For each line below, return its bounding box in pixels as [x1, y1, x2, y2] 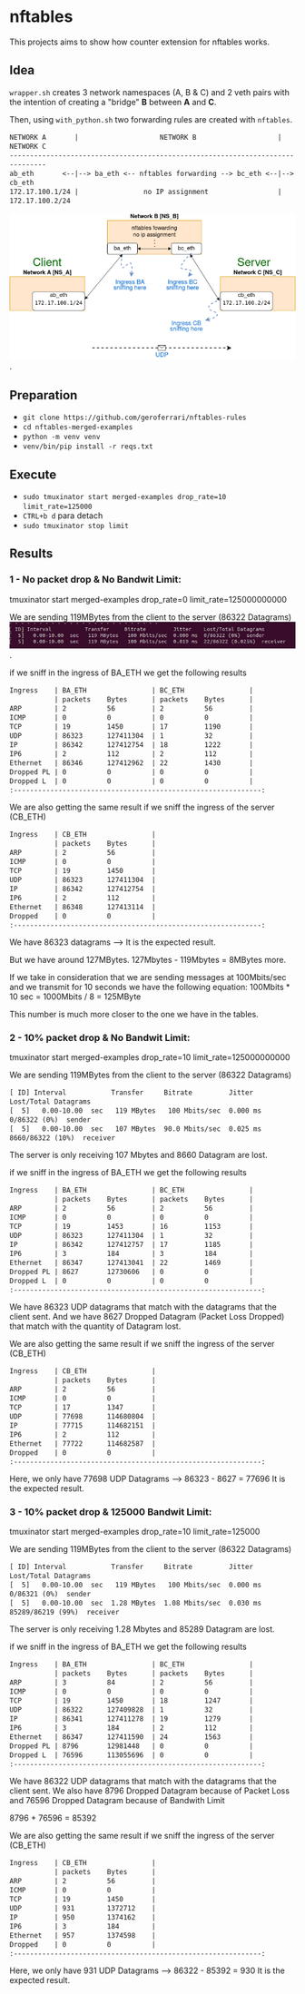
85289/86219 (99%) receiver [9, 1608, 120, 1617]
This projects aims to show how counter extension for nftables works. [9, 36, 271, 47]
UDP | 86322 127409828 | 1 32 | [9, 1705, 254, 1714]
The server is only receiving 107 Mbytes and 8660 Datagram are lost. [9, 1150, 268, 1161]
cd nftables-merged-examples [22, 423, 133, 432]
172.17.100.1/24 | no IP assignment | [9, 187, 282, 196]
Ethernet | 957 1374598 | [9, 1931, 156, 1940]
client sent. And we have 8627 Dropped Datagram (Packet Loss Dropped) [9, 1311, 285, 1322]
